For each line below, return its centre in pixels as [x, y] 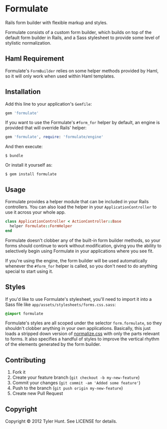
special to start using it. [29, 271]
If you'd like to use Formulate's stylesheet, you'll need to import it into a [79, 299]
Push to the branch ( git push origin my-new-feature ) [68, 388]
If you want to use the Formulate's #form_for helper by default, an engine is [83, 123]
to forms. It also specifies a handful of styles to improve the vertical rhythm [82, 339]
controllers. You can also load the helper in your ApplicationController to [81, 207]
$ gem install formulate [31, 174]
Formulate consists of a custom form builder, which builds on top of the [79, 32]
